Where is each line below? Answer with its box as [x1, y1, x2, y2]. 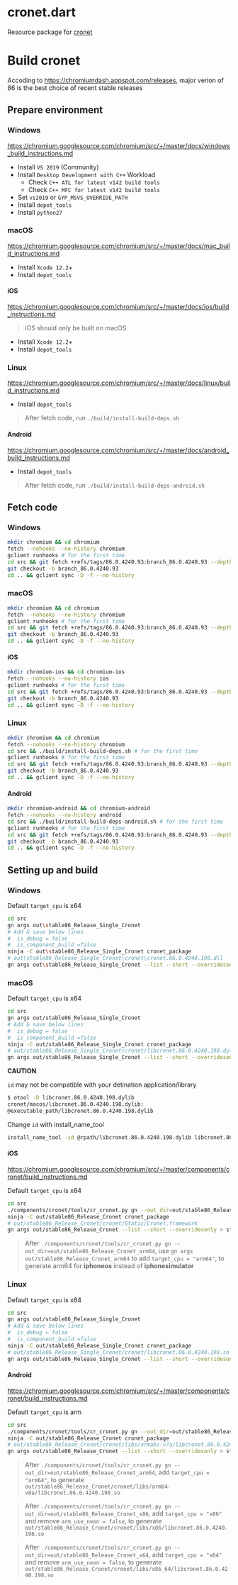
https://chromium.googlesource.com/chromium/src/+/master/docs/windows [7, 141, 230, 150]
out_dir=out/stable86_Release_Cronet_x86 [24, 1511, 149, 1518]
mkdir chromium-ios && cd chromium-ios [7, 668, 125, 676]
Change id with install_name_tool [7, 1120, 105, 1128]
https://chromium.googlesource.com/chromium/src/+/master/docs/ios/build [7, 303, 229, 311]
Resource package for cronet [7, 28, 93, 36]
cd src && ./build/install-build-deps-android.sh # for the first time [7, 818, 223, 825]
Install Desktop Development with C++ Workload [17, 170, 156, 179]
